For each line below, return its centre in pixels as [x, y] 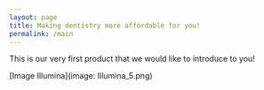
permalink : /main [41, 34]
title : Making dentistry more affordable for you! [105, 26]
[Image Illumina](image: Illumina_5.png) [81, 76]
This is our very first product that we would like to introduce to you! [132, 59]
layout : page [33, 17]
